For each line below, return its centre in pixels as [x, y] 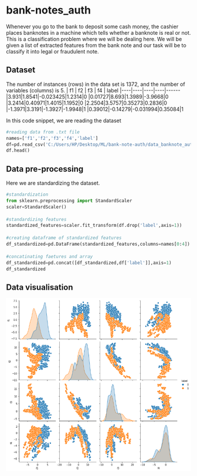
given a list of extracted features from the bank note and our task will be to [96, 45]
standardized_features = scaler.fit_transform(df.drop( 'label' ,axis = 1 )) [94, 226]
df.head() [18, 150]
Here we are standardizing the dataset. [53, 183]
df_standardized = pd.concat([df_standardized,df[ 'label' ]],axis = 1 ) [89, 263]
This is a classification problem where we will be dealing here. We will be [94, 39]
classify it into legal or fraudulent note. [52, 51]
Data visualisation [40, 287]
